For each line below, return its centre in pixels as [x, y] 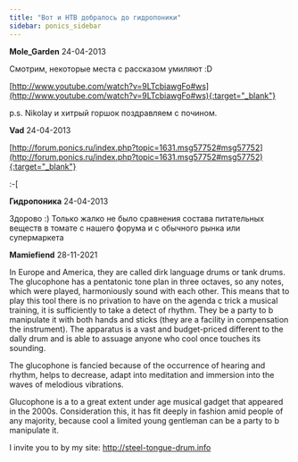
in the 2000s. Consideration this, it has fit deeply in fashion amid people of [146, 411]
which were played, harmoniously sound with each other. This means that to [149, 290]
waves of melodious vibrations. [66, 384]
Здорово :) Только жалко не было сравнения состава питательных [137, 218]
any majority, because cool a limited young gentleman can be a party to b [144, 420]
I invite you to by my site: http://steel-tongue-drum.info [110, 447]
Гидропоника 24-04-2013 [59, 201]
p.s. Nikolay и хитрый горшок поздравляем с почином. [113, 113]
